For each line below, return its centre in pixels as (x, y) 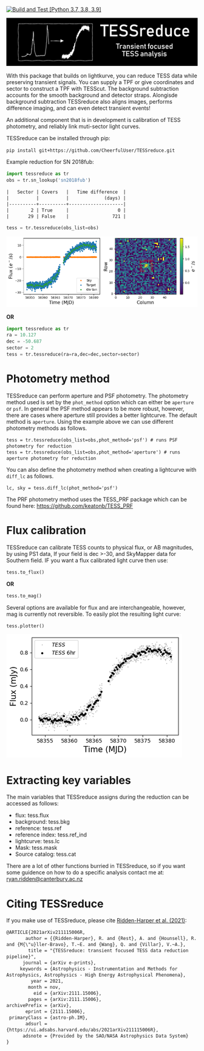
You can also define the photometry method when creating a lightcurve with (101, 469)
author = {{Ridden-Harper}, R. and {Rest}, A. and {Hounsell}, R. (111, 939)
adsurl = (36, 1024)
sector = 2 (20, 348)
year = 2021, (47, 982)
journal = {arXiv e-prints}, (59, 963)
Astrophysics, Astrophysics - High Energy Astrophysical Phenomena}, (96, 975)
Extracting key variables (69, 780)
